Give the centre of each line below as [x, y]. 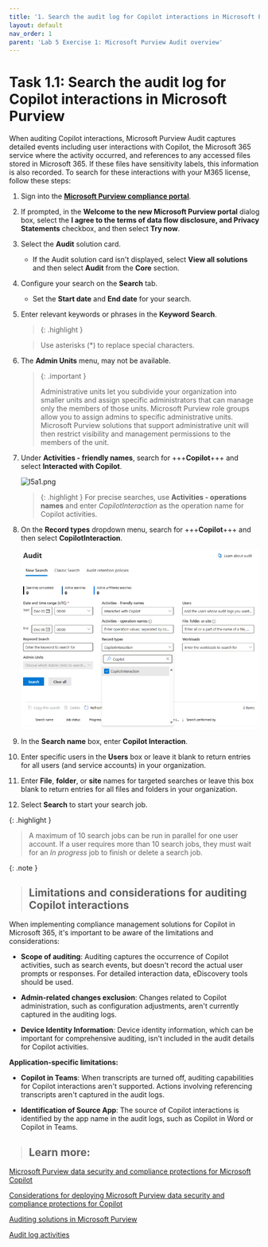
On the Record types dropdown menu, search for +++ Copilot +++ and [136, 529]
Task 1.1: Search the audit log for [118, 83]
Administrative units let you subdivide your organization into [138, 391]
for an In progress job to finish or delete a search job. [115, 852]
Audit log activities [39, 1235]
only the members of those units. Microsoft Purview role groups [145, 409]
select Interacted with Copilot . [71, 466]
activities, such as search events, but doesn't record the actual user [132, 966]
